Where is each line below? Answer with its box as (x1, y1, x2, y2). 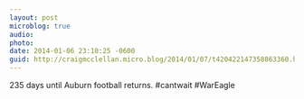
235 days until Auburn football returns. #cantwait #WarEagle (9, 80, 235, 90)
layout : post (9, 13, 59, 22)
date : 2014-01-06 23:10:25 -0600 (9, 47, 136, 56)
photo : (9, 38, 34, 48)
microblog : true (9, 22, 71, 31)
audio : (9, 30, 34, 39)
